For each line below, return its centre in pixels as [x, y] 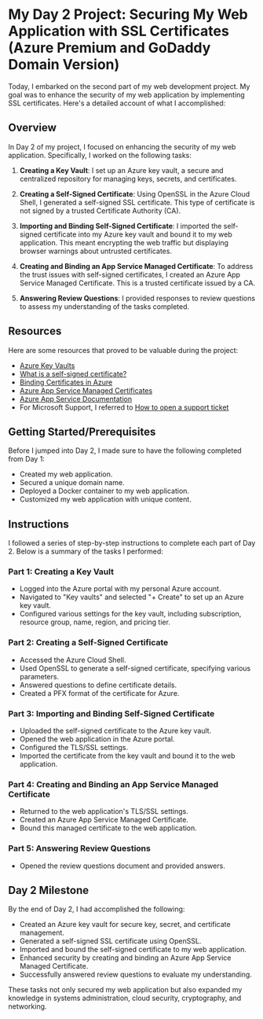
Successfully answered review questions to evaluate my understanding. [136, 975]
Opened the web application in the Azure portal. [97, 739]
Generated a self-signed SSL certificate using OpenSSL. [110, 941]
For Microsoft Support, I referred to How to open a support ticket [124, 407]
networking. [27, 1006]
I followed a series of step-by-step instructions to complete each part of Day [132, 543]
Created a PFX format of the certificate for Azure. [99, 693]
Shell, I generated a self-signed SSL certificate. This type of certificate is [137, 202]
